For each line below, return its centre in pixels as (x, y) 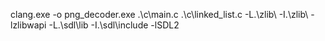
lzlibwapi (28, 25)
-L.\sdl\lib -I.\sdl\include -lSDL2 (114, 25)
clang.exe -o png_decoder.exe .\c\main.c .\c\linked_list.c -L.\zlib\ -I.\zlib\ (159, 14)
